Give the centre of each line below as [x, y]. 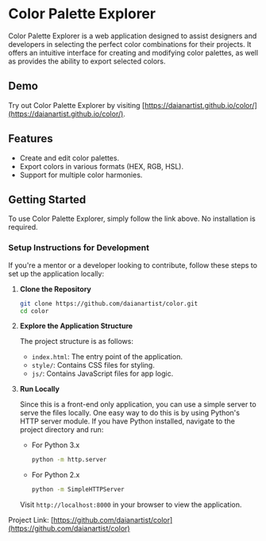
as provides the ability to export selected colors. [87, 61]
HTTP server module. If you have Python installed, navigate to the [127, 421]
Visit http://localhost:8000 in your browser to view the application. [131, 504]
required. [23, 227]
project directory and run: [62, 430]
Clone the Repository [55, 289]
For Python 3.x [56, 445]
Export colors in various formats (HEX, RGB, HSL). [102, 166]
